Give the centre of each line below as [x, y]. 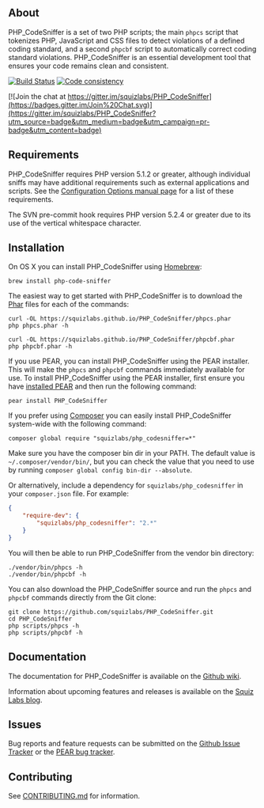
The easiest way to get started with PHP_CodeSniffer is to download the [125, 296]
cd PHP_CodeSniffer [40, 619]
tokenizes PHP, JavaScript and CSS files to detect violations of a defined [126, 40]
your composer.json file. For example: [68, 494]
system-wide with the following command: [77, 424]
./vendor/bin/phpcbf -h [47, 574]
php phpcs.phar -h [38, 326]
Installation [36, 248]
